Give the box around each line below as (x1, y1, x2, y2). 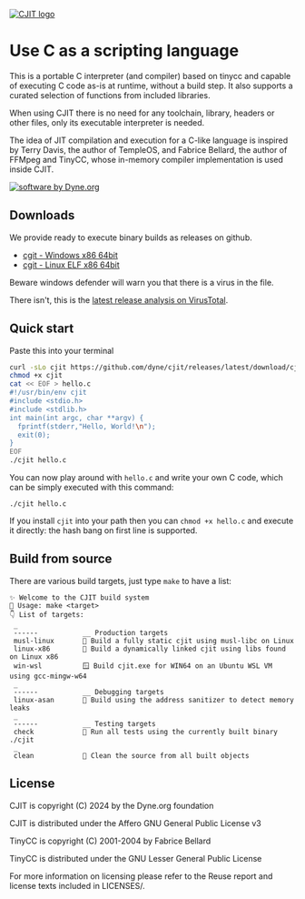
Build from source (9, 551, 113, 567)
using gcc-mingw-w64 (9, 672, 88, 681)
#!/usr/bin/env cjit (9, 388, 88, 398)
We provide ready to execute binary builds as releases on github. (9, 232, 252, 243)
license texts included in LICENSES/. (9, 880, 145, 891)
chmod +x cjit (9, 371, 64, 380)
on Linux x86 (9, 652, 59, 662)
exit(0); (17, 430, 51, 439)
